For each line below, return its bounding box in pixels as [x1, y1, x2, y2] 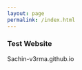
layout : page [7, 10, 45, 17]
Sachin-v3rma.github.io [7, 54, 74, 62]
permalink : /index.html [7, 16, 76, 23]
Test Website [7, 39, 52, 49]
